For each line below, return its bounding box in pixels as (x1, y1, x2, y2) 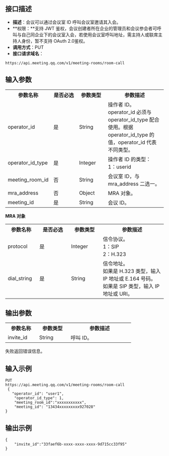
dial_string (8, 275, 32, 282)
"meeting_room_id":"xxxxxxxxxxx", (14, 400, 87, 405)
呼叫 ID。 (70, 334, 93, 341)
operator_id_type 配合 (108, 116, 160, 123)
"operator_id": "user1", (12, 391, 64, 396)
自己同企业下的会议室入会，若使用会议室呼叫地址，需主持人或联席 (21, 32, 158, 38)
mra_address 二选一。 (108, 180, 160, 187)
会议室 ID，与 (108, 172, 140, 179)
